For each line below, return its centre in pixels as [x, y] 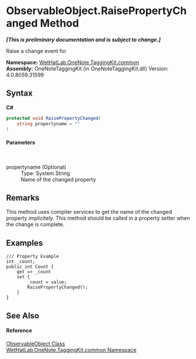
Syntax [19, 93]
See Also [23, 316]
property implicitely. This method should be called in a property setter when [98, 218]
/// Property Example [33, 257]
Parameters [21, 142]
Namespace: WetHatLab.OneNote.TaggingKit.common [73, 62]
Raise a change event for [36, 51]
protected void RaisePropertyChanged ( [54, 118]
